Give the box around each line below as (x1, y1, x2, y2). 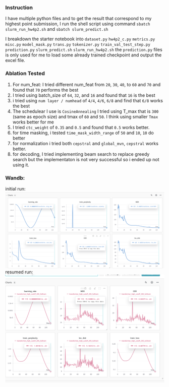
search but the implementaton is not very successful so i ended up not (12, 156, 160, 162)
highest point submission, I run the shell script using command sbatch (5, 21, 150, 27)
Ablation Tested (5, 70, 45, 77)
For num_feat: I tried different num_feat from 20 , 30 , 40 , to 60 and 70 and (12, 81, 161, 87)
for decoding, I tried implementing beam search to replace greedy (12, 151, 150, 157)
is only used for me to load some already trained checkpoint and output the (5, 52, 162, 58)
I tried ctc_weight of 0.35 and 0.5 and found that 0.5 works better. (12, 124, 150, 130)
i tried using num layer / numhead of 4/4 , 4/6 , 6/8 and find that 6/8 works (12, 97, 163, 103)
